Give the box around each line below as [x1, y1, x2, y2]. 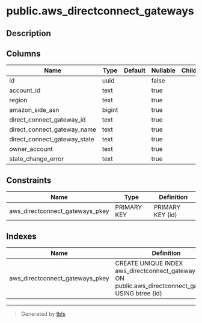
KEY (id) [153, 211, 177, 219]
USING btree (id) [115, 289, 162, 298]
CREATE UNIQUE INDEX [115, 259, 183, 268]
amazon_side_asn [9, 106, 60, 114]
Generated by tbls [20, 310, 66, 318]
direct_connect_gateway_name [9, 125, 97, 134]
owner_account [9, 145, 53, 153]
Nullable [151, 66, 176, 75]
